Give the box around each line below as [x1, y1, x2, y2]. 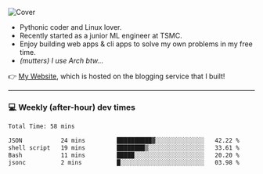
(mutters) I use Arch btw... [19, 56, 104, 65]
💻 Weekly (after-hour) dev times [8, 102, 135, 113]
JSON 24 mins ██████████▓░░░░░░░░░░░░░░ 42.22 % [8, 137, 240, 145]
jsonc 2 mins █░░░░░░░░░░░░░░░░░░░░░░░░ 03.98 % [8, 158, 240, 166]
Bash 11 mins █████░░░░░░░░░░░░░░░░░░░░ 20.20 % [8, 151, 240, 159]
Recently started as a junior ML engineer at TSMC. [19, 31, 182, 40]
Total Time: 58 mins [8, 122, 76, 131]
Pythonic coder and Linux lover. [19, 23, 122, 31]
